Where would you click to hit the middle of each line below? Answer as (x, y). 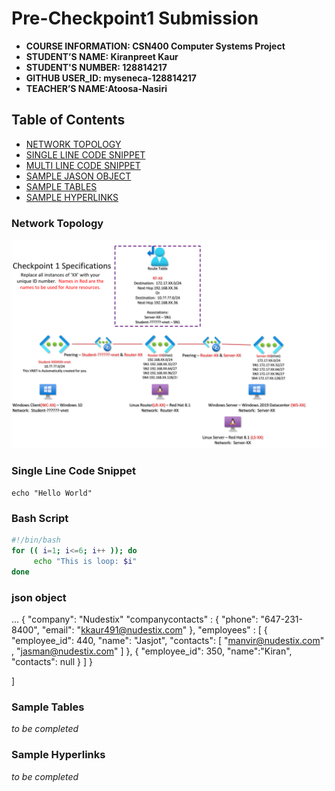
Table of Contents (68, 120)
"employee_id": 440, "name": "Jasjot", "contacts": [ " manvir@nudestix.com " (168, 641)
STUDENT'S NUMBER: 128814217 (96, 67)
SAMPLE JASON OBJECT (78, 176)
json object (39, 597)
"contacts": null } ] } (52, 662)
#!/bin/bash (36, 540)
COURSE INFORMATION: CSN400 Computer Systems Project (155, 46)
